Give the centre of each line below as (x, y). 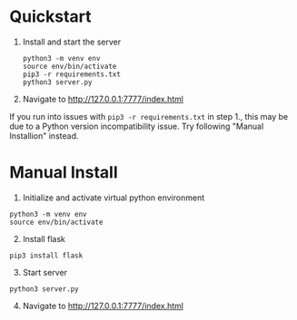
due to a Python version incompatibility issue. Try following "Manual (137, 126)
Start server (45, 272)
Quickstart (51, 17)
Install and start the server (72, 42)
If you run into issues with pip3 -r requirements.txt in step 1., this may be (149, 116)
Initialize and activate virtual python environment (114, 198)
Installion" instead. (44, 136)
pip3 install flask (46, 256)
